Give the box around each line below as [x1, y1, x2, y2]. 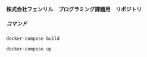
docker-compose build [6, 36, 60, 42]
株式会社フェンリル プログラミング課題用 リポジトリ [6, 5, 142, 12]
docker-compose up [6, 46, 52, 52]
